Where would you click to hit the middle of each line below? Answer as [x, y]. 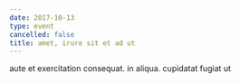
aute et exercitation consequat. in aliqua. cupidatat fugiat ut [120, 69]
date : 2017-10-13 [42, 18]
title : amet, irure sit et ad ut [72, 43]
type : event [32, 26]
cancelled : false [42, 34]
